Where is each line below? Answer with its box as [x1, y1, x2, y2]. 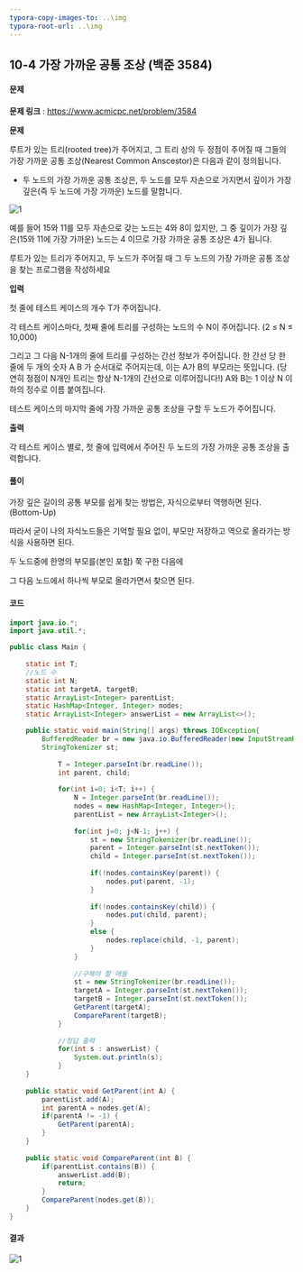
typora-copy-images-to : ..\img [9, 13, 127, 23]
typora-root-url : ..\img [9, 22, 103, 31]
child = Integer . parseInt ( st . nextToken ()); [89, 852, 256, 861]
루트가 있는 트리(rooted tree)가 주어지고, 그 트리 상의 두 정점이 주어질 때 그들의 [9, 144, 287, 155]
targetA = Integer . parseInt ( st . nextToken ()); [73, 986, 248, 995]
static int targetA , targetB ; [25, 684, 140, 694]
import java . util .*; [9, 627, 87, 636]
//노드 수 [25, 668, 57, 677]
